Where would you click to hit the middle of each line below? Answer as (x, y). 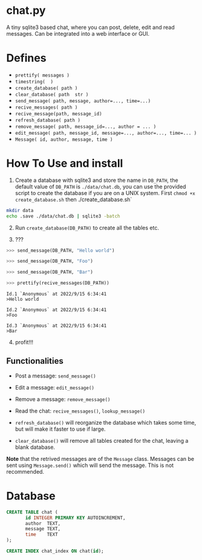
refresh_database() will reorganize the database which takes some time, (106, 422)
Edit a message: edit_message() (55, 387)
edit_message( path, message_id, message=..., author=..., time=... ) (106, 133)
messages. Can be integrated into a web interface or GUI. (78, 33)
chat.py (26, 11)
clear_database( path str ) (52, 94)
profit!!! (24, 343)
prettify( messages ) (42, 75)
